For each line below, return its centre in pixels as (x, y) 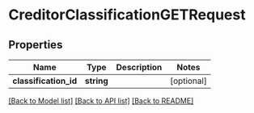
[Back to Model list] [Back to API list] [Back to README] (101, 101)
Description (139, 67)
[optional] (188, 81)
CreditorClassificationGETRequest (127, 15)
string (97, 81)
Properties (36, 45)
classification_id (45, 81)
